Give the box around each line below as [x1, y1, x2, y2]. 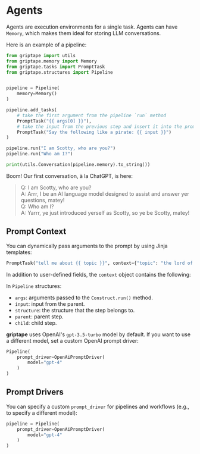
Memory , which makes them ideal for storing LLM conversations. [6, 29, 161, 36]
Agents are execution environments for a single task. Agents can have [6, 23, 178, 30]
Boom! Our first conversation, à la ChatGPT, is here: [6, 172, 133, 179]
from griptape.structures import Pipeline [6, 69, 113, 75]
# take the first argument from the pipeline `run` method [17, 112, 167, 118]
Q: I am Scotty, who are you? [20, 184, 92, 191]
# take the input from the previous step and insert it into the [17, 123, 183, 130]
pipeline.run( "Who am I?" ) [6, 151, 73, 157]
